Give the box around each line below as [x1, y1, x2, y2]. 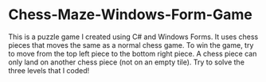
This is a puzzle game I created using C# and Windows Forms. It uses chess [8, 32, 259, 41]
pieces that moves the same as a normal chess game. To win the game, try [8, 40, 254, 49]
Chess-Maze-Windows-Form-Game [8, 6, 252, 24]
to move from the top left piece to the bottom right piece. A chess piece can [8, 49, 257, 58]
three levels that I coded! [8, 65, 90, 75]
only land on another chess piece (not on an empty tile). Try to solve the [8, 57, 245, 67]
